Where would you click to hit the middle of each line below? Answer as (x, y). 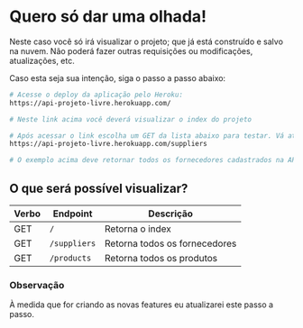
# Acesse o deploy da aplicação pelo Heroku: (96, 95)
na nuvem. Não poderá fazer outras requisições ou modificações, (131, 50)
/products (70, 258)
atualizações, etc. (42, 60)
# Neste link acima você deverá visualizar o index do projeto (131, 119)
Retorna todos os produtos (161, 258)
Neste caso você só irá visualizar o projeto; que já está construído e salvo (147, 41)
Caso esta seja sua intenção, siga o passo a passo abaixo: (118, 77)
